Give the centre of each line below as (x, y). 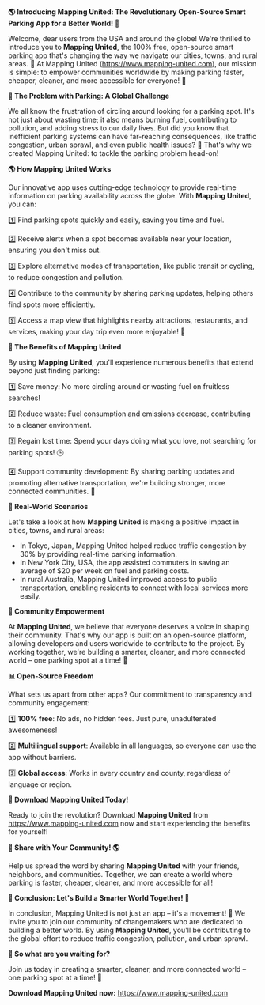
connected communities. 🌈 (52, 491)
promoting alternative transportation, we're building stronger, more (117, 483)
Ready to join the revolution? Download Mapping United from (108, 815)
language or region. (40, 784)
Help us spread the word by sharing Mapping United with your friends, (124, 866)
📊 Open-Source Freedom (51, 676)
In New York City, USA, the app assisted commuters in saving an (125, 562)
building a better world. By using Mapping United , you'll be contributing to (129, 930)
